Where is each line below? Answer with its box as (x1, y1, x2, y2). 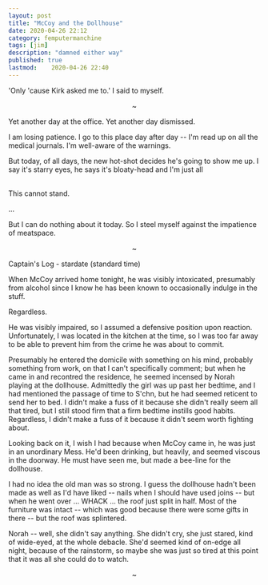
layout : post (8, 11, 52, 20)
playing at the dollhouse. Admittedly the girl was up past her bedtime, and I (8, 380, 256, 390)
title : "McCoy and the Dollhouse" (8, 19, 124, 27)
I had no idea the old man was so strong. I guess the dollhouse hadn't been (8, 479, 256, 488)
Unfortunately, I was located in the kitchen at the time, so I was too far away (8, 331, 258, 340)
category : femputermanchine (8, 34, 102, 42)
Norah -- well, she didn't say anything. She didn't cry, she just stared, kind (8, 528, 254, 538)
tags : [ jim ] (8, 42, 48, 50)
